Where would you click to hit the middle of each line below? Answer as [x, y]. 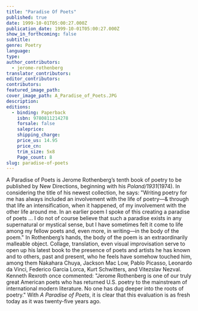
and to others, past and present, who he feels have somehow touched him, [99, 257]
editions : [19, 107]
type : [13, 57]
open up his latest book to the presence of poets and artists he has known [98, 250]
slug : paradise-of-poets [37, 163]
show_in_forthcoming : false [42, 34]
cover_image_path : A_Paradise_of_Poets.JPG [62, 96]
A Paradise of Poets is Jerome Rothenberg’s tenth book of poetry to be [94, 180]
